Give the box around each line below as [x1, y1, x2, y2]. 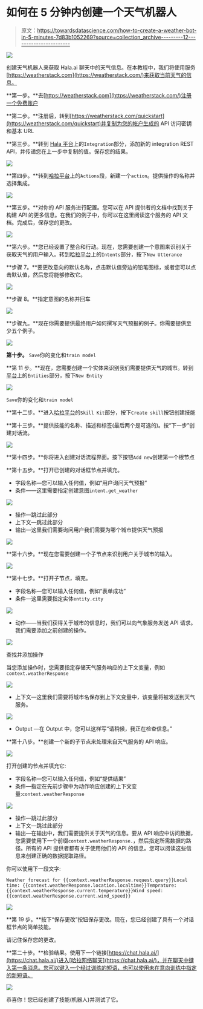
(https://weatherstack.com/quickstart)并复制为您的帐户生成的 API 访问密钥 [6, 119, 192, 127]
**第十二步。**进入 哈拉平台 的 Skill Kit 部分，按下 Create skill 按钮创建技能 [6, 409, 196, 416]
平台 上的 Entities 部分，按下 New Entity [6, 372, 103, 379]
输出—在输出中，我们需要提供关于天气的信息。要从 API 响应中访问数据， [14, 829, 196, 836]
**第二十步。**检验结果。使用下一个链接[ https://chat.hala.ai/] [6, 948, 159, 956]
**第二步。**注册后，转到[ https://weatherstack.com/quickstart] [6, 112, 165, 119]
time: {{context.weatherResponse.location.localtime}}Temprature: [6, 882, 177, 889]
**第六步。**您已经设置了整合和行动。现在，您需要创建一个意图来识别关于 [6, 243, 192, 250]
